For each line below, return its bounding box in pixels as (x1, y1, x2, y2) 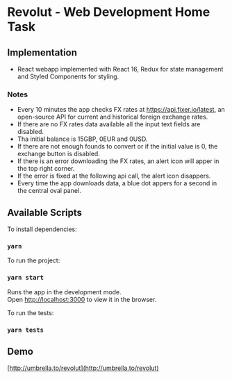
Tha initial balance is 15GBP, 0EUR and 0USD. (17, 135, 148, 143)
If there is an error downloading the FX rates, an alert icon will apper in (17, 157, 219, 165)
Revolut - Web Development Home (7, 4, 210, 20)
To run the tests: (7, 308, 54, 317)
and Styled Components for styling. (17, 72, 119, 81)
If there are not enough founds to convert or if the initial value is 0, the (17, 142, 218, 151)
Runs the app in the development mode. (7, 287, 122, 296)
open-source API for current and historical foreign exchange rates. (17, 112, 208, 121)
